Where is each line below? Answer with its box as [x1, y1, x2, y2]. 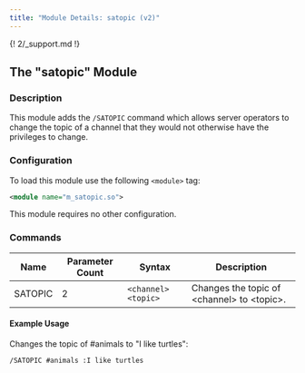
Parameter [66, 255, 113, 268]
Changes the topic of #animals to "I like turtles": [9, 338, 189, 349]
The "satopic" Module [9, 64, 138, 80]
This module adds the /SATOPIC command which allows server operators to [9, 113, 290, 123]
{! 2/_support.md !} [9, 38, 80, 49]
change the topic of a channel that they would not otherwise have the [9, 122, 270, 133]
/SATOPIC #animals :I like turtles [9, 356, 144, 365]
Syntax [139, 260, 171, 273]
